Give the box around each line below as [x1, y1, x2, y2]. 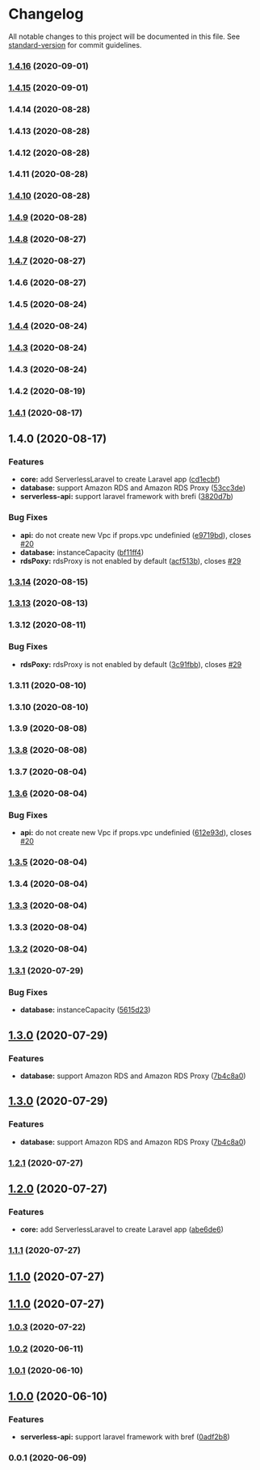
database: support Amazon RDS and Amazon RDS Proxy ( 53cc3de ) [19, 483, 246, 493]
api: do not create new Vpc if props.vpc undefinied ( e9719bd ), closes [19, 530, 252, 540]
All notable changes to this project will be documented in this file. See [8, 31, 241, 41]
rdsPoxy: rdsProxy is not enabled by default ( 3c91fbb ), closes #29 [19, 659, 242, 669]
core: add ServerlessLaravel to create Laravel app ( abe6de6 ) [19, 1224, 224, 1234]
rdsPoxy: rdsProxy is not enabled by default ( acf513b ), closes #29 [19, 556, 241, 565]
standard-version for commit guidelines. [8, 40, 142, 49]
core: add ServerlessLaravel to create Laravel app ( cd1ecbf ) [19, 474, 220, 485]
